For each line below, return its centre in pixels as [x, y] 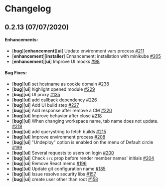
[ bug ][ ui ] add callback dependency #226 [54, 100]
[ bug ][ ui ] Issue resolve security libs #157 [54, 174]
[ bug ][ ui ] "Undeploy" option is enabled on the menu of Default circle [83, 142]
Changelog [28, 9]
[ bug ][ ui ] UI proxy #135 [36, 94]
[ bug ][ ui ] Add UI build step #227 [45, 105]
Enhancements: [21, 40]
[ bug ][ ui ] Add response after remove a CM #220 [62, 110]
